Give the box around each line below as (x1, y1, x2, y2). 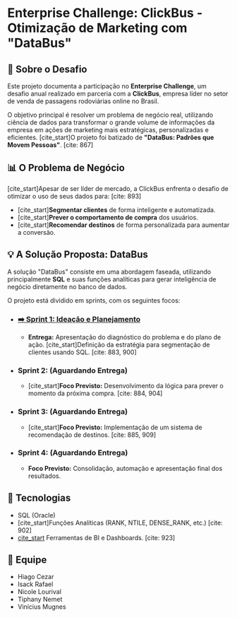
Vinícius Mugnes (17, 602, 66, 611)
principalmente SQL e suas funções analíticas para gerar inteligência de (7, 274, 217, 284)
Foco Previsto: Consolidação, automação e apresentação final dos (28, 464, 223, 472)
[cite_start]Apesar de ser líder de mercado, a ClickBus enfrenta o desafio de (7, 184, 229, 192)
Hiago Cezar (17, 573, 54, 581)
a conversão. (17, 228, 56, 236)
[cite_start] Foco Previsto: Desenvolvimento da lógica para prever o (28, 382, 224, 390)
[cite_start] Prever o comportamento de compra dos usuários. (17, 213, 199, 221)
